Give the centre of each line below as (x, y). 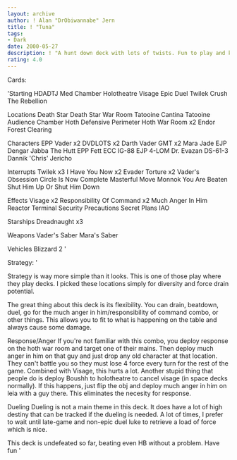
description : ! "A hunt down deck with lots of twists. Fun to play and (116, 54)
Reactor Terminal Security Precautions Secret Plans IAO (89, 208)
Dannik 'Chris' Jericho (40, 158)
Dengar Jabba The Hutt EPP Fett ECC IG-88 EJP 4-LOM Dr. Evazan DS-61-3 (118, 150)
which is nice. (27, 429)
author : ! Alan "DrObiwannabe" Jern (61, 20)
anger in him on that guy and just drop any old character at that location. (112, 356)
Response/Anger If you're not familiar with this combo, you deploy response (118, 341)
